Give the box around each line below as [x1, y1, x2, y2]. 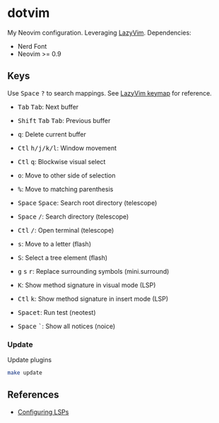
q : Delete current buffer [17, 129, 87, 139]
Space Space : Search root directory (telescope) [17, 198, 158, 207]
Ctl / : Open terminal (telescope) [17, 226, 114, 234]
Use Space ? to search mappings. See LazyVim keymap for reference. [7, 88, 212, 97]
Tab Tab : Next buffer [17, 103, 79, 111]
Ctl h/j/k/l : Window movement [17, 144, 117, 152]
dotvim [7, 5, 50, 21]
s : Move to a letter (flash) [17, 239, 92, 248]
